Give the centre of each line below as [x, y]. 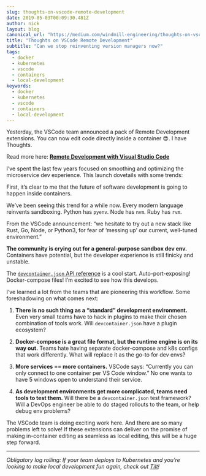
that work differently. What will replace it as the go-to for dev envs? [100, 355]
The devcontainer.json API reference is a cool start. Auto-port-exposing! [99, 274]
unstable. [18, 262]
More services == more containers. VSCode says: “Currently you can [104, 367]
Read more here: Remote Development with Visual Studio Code [88, 157]
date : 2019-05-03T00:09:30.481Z [48, 18]
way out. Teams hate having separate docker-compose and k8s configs [106, 348]
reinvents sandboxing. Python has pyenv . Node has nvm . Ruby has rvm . [94, 212]
